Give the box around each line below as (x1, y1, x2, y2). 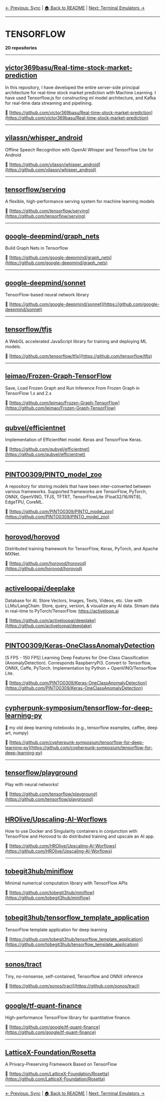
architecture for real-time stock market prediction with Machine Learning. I (5, 89, 156, 95)
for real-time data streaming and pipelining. (5, 100, 93, 106)
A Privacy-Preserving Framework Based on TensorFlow (5, 1061, 117, 1067)
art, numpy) (5, 730, 28, 735)
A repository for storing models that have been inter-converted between (5, 483, 151, 489)
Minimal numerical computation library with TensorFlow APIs (5, 880, 128, 886)
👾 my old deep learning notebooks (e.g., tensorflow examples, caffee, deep (5, 725, 158, 731)
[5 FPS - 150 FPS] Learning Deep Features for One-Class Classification (5, 654, 149, 660)
